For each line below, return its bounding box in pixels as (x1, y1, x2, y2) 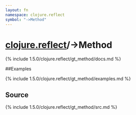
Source (5, 90, 29, 99)
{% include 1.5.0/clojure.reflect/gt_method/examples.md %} (5, 76, 131, 82)
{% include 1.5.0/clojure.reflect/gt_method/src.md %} (5, 104, 118, 110)
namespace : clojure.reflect (5, 12, 65, 17)
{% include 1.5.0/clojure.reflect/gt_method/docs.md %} (5, 56, 121, 62)
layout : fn (5, 7, 29, 13)
